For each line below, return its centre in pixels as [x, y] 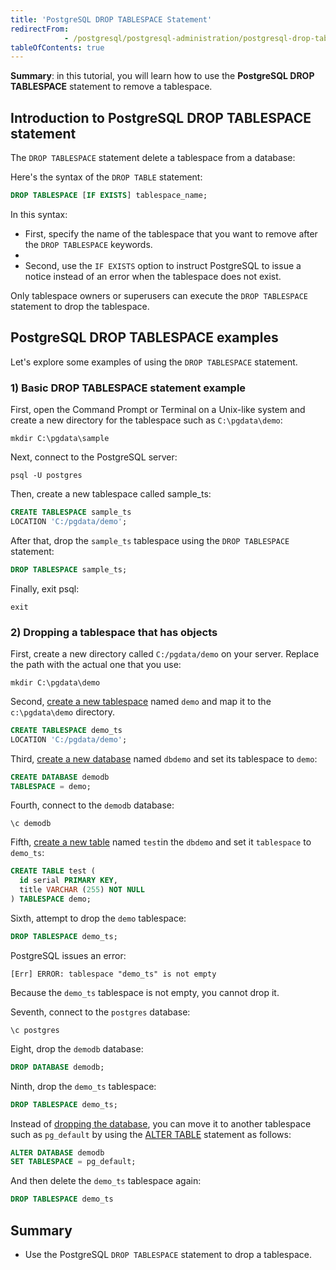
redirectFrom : [40, 29]
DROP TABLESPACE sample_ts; [69, 569]
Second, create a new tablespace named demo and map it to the [141, 701]
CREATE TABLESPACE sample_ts [71, 512]
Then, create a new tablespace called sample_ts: [111, 494]
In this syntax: [39, 214]
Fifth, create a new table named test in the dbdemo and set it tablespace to [161, 842]
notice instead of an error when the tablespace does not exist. [153, 276]
